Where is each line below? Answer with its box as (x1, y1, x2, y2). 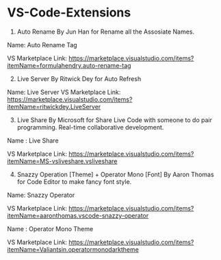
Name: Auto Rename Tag (7, 40, 77, 49)
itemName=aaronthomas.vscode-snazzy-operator (7, 211, 149, 220)
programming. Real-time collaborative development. (16, 123, 164, 131)
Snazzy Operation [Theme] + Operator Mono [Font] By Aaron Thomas (16, 170, 214, 178)
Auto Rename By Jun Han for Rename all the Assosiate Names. (16, 27, 195, 36)
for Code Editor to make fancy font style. (16, 177, 132, 186)
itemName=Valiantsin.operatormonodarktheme (7, 245, 139, 253)
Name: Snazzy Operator (7, 191, 75, 199)
